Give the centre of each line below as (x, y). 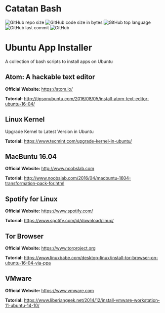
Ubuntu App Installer (49, 48)
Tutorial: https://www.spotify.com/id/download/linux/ (59, 221)
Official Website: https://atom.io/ (39, 89)
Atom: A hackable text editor (50, 77)
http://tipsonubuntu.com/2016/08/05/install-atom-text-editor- (87, 98)
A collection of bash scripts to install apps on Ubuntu (59, 61)
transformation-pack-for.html (35, 184)
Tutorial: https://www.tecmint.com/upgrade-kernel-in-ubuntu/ (69, 141)
